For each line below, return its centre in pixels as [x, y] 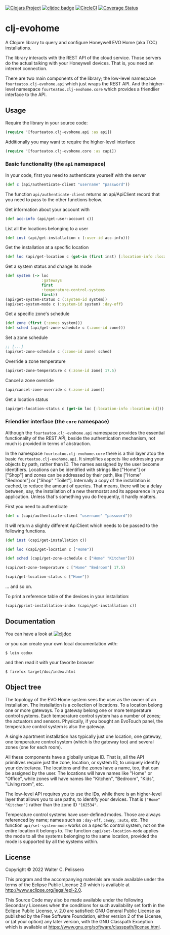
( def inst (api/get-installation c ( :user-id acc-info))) [68, 238]
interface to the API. [26, 95]
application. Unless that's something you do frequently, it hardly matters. [81, 496]
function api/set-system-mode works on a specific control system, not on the [85, 825]
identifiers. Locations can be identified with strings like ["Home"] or [75, 470]
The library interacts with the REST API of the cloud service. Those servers [83, 57]
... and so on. [19, 586]
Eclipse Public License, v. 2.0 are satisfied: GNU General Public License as [83, 911]
